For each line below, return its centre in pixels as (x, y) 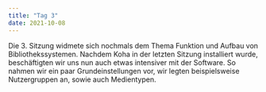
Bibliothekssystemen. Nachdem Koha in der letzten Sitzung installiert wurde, (133, 54)
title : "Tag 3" (33, 15)
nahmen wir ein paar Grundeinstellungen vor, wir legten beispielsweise (124, 71)
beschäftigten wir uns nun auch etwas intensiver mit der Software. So (122, 62)
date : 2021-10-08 (37, 23)
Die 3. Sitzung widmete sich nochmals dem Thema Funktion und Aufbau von (133, 45)
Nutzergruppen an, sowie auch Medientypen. (82, 79)
